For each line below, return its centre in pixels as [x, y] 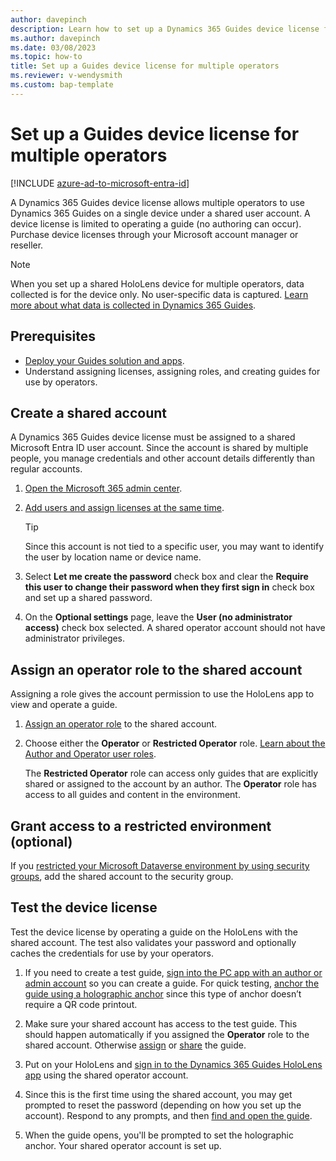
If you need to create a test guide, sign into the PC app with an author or [173, 972]
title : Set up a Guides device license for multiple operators [145, 66]
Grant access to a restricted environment [141, 826]
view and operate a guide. [64, 705]
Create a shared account [89, 412]
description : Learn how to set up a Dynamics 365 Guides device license [165, 29]
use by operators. [61, 382]
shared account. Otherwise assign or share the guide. [135, 1045]
